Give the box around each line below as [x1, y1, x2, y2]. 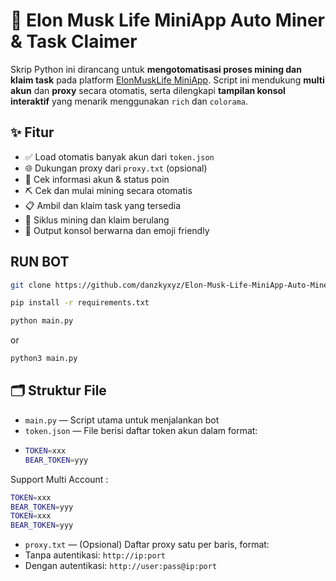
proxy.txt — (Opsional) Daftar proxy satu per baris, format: [24, 539, 270, 551]
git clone [10, 280, 52, 290]
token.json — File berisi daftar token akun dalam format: [24, 424, 258, 436]
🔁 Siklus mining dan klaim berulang [24, 214, 170, 226]
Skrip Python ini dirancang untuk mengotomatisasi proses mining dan [10, 63, 302, 75]
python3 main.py [10, 354, 78, 364]
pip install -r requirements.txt [10, 298, 150, 308]
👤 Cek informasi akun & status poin [24, 173, 170, 185]
